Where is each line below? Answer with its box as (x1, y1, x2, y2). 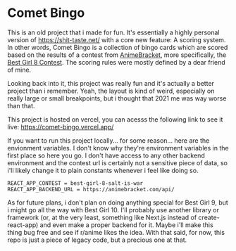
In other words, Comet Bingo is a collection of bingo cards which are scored (7, 43, 228, 51)
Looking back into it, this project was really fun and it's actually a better (7, 79, 215, 87)
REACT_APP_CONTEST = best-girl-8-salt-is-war (7, 179, 143, 187)
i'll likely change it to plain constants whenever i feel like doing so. (7, 166, 199, 174)
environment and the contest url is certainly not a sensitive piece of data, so (7, 158, 228, 167)
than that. (7, 101, 35, 110)
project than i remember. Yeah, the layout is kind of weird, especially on (7, 86, 215, 95)
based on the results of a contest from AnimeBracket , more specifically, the (7, 51, 227, 59)
